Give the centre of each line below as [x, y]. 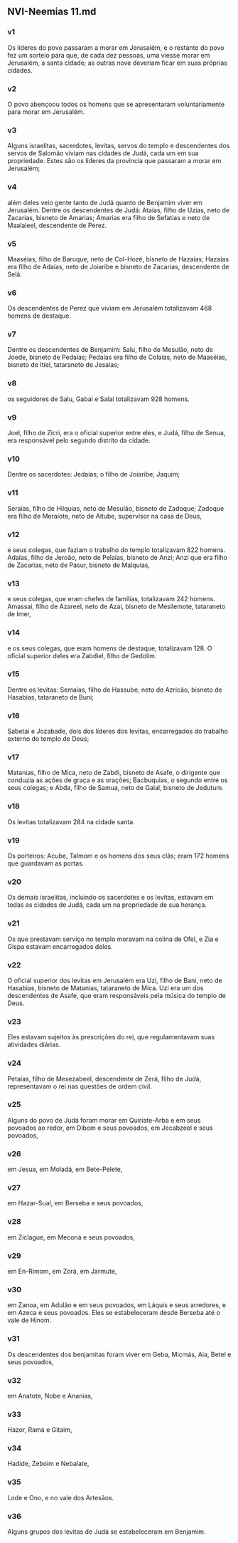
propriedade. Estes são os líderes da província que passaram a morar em [114, 161]
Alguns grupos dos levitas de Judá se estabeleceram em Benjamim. [107, 1532]
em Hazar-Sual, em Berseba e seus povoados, [75, 1203]
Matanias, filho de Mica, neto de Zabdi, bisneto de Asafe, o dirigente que [114, 773]
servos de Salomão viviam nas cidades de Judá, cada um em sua [103, 153]
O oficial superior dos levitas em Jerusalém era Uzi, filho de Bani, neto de [115, 980]
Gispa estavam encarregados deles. [60, 946]
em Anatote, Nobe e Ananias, [50, 1396]
